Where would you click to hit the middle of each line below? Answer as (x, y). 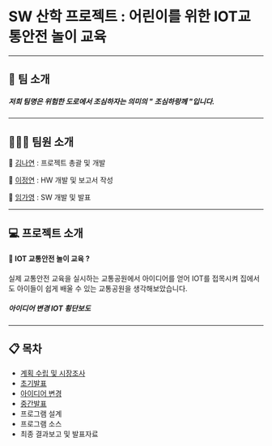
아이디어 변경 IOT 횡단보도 (50, 308)
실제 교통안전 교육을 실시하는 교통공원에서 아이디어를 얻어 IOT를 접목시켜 (123, 278)
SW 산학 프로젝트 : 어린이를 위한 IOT (123, 17)
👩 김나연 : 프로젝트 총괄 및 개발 (57, 163)
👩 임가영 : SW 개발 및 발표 (50, 197)
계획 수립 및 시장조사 (53, 373)
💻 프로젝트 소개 (46, 233)
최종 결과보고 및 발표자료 (59, 434)
